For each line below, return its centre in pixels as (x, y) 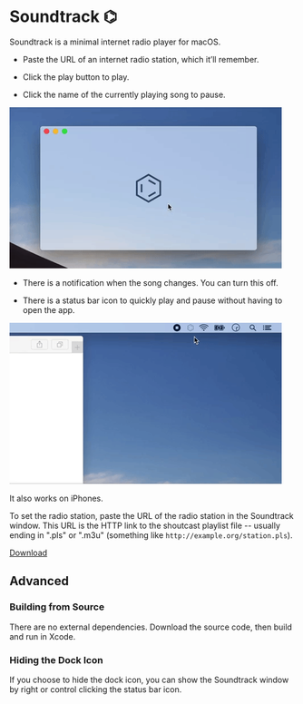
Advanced (39, 581)
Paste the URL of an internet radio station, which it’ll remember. (141, 59)
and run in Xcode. (43, 636)
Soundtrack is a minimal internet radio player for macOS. (115, 42)
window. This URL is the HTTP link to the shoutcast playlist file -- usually (145, 525)
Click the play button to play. (76, 77)
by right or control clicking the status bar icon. (96, 689)
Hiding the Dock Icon (56, 660)
